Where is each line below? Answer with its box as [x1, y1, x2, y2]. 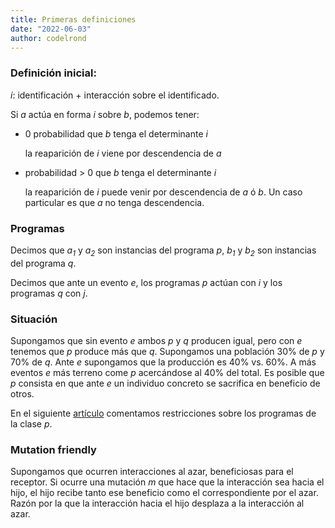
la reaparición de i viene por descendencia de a [24, 147, 222, 159]
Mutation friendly [10, 442, 97, 456]
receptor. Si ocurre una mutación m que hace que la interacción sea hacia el [10, 476, 325, 488]
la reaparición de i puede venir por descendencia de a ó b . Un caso [24, 186, 303, 198]
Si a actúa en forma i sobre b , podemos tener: [10, 108, 200, 120]
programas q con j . [10, 287, 88, 299]
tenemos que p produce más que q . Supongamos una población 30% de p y [10, 346, 325, 358]
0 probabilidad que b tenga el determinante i [24, 127, 208, 140]
